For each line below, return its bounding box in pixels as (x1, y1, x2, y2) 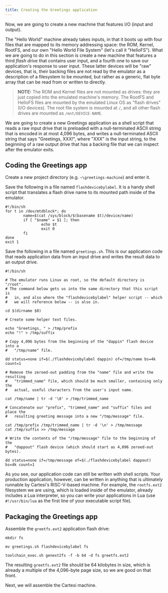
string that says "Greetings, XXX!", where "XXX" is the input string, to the (5, 136, 156, 142)
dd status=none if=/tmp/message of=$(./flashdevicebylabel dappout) (5, 458, 151, 463)
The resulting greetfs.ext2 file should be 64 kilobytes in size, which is (5, 562, 150, 568)
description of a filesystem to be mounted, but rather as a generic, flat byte (5, 73, 160, 79)
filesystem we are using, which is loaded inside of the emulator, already (5, 487, 153, 493)
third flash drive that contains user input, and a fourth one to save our (5, 57, 149, 63)
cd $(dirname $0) (5, 309, 42, 314)
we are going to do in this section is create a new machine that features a (5, 52, 156, 58)
